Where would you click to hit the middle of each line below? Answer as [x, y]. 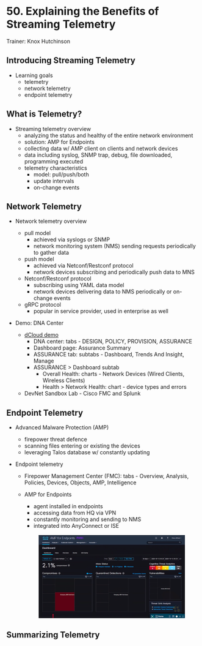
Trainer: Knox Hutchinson [38, 41]
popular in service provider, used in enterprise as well [101, 311]
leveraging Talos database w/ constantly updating [87, 453]
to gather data [51, 253]
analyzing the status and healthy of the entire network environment [109, 135]
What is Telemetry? [44, 114]
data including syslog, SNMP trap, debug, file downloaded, [98, 155]
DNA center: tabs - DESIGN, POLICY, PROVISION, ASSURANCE [113, 342]
